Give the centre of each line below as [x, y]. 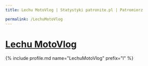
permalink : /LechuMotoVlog [34, 19]
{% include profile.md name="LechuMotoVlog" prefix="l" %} [70, 58]
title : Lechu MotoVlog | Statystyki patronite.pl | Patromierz [74, 10]
